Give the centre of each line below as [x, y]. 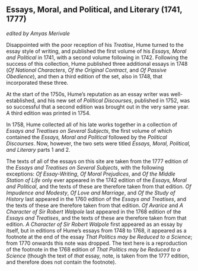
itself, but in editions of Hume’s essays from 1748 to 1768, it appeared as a [96, 230]
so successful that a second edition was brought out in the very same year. [98, 107]
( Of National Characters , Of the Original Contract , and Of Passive [87, 70]
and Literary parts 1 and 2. [38, 149]
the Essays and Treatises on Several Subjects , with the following [85, 167]
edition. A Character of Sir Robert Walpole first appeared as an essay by [94, 224]
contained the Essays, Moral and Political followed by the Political [87, 137]
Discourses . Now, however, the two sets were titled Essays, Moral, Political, [98, 143]
